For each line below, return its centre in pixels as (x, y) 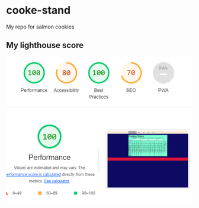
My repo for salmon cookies (40, 27)
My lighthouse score (45, 45)
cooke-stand (38, 10)
